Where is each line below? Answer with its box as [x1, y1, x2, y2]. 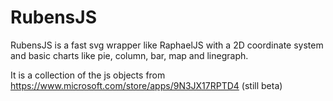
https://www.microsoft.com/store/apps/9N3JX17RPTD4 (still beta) [10, 79, 283, 91]
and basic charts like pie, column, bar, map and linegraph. [10, 49, 249, 61]
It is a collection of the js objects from [10, 69, 166, 81]
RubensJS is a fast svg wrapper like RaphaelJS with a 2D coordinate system [10, 39, 324, 51]
